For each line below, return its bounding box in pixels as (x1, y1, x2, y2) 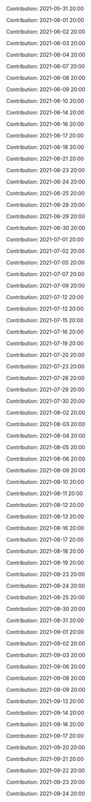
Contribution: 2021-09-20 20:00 (6, 744, 85, 751)
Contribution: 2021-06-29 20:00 (6, 213, 85, 220)
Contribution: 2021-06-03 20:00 (6, 40, 86, 46)
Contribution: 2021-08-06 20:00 (6, 455, 86, 462)
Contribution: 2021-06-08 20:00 (6, 74, 86, 81)
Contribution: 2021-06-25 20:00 (6, 190, 85, 197)
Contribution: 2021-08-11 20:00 (6, 490, 83, 497)
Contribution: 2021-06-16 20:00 (6, 120, 84, 128)
